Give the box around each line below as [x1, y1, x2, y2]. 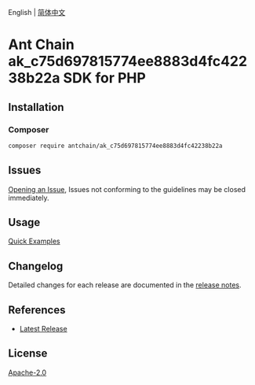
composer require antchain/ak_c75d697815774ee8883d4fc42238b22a [8, 142, 223, 150]
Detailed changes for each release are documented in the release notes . [8, 280, 242, 290]
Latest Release [19, 324, 68, 333]
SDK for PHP [63, 69, 147, 87]
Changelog [8, 259, 64, 272]
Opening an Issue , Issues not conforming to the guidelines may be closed [8, 184, 246, 194]
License [8, 346, 48, 361]
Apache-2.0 [8, 368, 47, 377]
